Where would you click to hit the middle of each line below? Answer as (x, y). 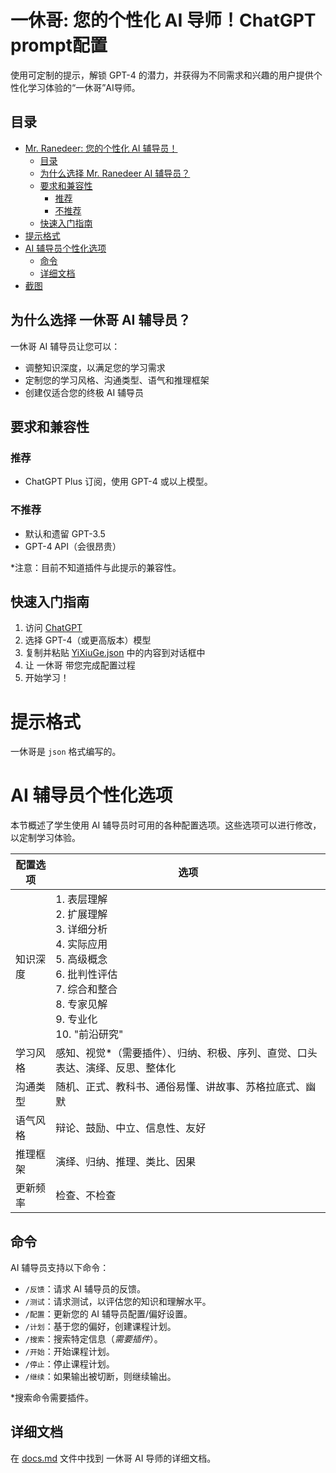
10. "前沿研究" (89, 1034)
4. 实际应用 (81, 944)
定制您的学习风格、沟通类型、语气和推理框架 (117, 380)
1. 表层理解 (81, 899)
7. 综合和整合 (86, 989)
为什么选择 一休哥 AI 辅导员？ (101, 320)
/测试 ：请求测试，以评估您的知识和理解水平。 (118, 1302)
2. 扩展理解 (81, 914)
